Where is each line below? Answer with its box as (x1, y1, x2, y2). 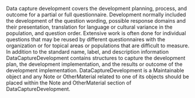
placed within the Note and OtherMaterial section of (6, 79, 132, 86)
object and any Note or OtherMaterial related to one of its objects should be (6, 73, 189, 80)
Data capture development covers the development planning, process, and (6, 5, 187, 12)
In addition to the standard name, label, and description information (6, 48, 169, 55)
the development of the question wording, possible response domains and (6, 17, 186, 24)
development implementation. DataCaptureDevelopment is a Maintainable (6, 67, 184, 73)
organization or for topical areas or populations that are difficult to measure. (6, 42, 190, 49)
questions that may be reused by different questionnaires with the (6, 36, 166, 43)
